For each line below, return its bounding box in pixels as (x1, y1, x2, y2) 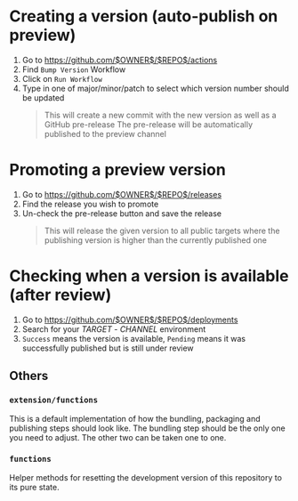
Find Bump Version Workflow (21, 64, 126, 75)
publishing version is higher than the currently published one (44, 234, 268, 246)
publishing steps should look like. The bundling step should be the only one (9, 423, 286, 433)
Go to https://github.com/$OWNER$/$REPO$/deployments (21, 314, 238, 325)
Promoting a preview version (9, 160, 227, 180)
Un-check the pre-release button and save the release (21, 207, 222, 219)
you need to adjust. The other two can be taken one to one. (9, 432, 227, 442)
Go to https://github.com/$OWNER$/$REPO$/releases (21, 189, 222, 199)
